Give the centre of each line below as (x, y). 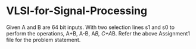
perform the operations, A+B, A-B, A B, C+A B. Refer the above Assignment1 (98, 33)
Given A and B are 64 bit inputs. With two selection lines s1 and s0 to (90, 27)
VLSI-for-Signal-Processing (77, 11)
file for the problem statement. (43, 40)
